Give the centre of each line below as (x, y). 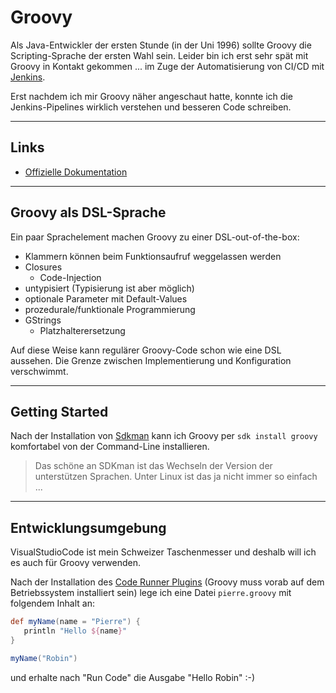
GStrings (43, 320)
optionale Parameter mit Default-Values (106, 298)
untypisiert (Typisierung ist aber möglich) (109, 288)
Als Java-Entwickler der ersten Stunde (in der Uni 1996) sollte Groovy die (161, 45)
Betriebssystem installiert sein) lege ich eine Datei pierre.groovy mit (151, 593)
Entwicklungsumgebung (88, 527)
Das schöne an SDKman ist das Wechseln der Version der (153, 466)
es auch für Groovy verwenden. (76, 563)
